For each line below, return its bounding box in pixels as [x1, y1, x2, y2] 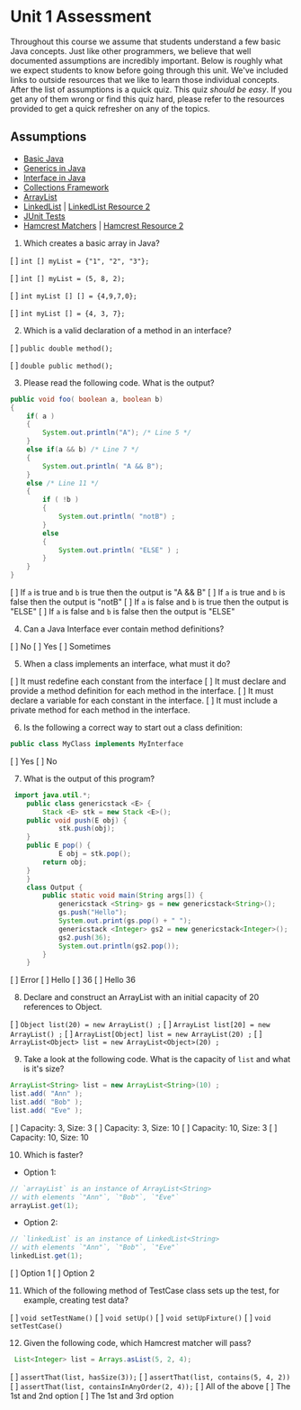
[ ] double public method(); [10, 359, 113, 370]
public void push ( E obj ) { [26, 815, 128, 825]
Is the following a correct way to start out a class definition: [22, 723, 243, 732]
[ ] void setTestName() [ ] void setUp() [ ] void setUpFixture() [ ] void [10, 1313, 271, 1323]
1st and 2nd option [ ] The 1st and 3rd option [10, 1390, 174, 1401]
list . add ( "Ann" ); [10, 1089, 84, 1098]
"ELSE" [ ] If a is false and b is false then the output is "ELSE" [10, 606, 235, 616]
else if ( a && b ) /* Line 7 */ [26, 445, 140, 454]
